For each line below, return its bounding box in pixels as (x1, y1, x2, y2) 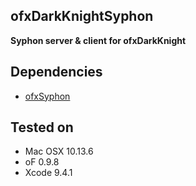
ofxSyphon (24, 90, 71, 102)
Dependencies (10, 64, 103, 81)
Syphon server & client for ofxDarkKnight (10, 34, 187, 46)
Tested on (10, 119, 74, 136)
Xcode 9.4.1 (24, 167, 73, 179)
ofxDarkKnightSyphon (10, 8, 154, 25)
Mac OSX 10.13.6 (24, 145, 94, 158)
